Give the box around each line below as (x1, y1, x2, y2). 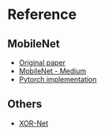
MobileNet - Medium (18, 66, 87, 76)
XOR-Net (18, 118, 49, 128)
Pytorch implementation (18, 75, 97, 84)
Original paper (18, 58, 66, 67)
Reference (7, 6, 77, 24)
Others (7, 97, 43, 111)
